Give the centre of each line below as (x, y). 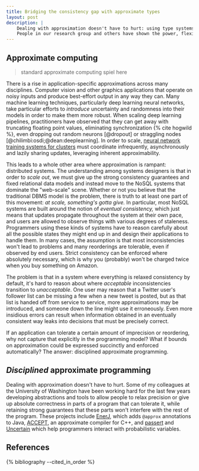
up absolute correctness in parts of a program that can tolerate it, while (93, 403)
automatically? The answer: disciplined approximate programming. (87, 352)
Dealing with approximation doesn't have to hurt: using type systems (106, 28)
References (28, 448)
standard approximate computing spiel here (74, 72)
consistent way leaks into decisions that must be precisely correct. (88, 321)
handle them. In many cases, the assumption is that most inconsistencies (95, 240)
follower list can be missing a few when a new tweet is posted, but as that (96, 296)
